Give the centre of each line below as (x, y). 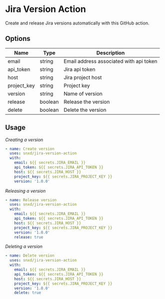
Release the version (87, 102)
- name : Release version (31, 200)
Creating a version (24, 140)
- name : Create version (30, 149)
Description (111, 52)
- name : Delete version (30, 256)
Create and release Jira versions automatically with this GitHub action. (77, 23)
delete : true (28, 293)
